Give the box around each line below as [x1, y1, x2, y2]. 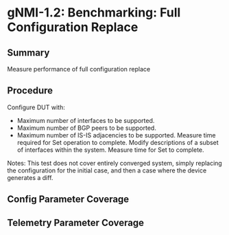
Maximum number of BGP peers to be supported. [16, 124, 156, 132]
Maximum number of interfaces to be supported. [16, 116, 155, 124]
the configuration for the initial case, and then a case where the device [7, 166, 207, 175]
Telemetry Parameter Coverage [7, 216, 145, 228]
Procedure [7, 85, 53, 97]
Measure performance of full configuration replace [7, 65, 151, 73]
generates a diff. [7, 173, 53, 181]
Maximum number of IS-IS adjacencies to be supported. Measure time [16, 131, 216, 139]
